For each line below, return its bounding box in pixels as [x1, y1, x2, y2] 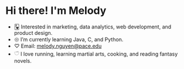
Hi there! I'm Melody [5, 4, 107, 17]
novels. [13, 57, 32, 64]
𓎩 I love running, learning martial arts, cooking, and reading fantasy [13, 50, 178, 57]
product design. [13, 29, 53, 36]
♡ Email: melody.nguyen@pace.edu [13, 42, 102, 49]
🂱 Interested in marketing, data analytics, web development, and [13, 23, 172, 30]
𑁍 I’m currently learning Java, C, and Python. [13, 36, 124, 43]
